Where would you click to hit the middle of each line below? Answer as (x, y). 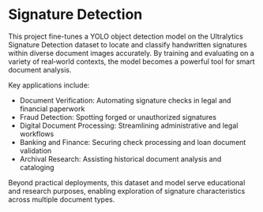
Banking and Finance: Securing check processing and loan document (133, 142)
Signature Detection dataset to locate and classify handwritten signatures (128, 44)
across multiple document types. (62, 199)
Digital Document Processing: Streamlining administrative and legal (129, 125)
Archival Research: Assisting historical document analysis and (120, 158)
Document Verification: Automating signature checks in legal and (125, 100)
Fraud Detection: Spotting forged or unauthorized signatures (118, 117)
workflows (37, 134)
